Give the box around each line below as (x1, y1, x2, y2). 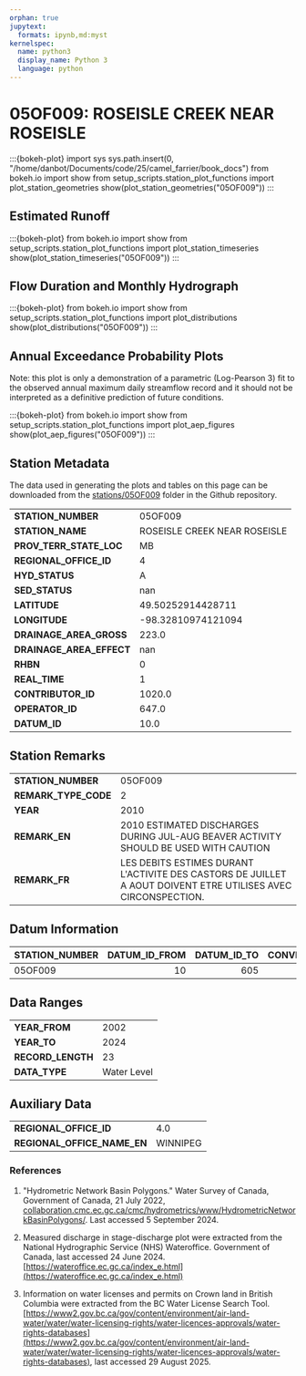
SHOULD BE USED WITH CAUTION (119, 841, 270, 854)
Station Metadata (9, 455, 110, 471)
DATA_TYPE (14, 1065, 66, 1078)
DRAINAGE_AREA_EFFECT (14, 644, 131, 657)
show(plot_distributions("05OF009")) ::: (9, 322, 158, 333)
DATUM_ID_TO (194, 948, 260, 961)
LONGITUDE (14, 614, 68, 626)
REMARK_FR (14, 873, 70, 885)
